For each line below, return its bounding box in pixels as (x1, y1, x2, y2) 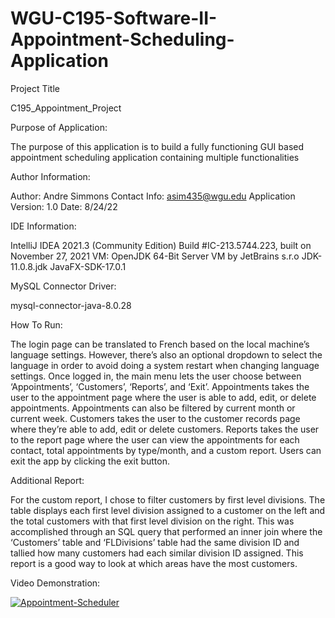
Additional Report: (10, 474, 85, 486)
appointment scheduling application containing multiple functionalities (10, 151, 300, 163)
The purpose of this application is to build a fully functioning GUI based (10, 140, 305, 152)
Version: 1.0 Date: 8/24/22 (10, 200, 118, 212)
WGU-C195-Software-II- (10, 7, 218, 30)
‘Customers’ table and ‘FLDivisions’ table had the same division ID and (10, 536, 300, 548)
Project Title (10, 82, 61, 94)
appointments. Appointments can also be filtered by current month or (10, 402, 296, 414)
